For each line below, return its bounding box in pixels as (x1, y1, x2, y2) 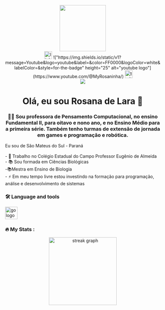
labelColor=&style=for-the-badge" (14, 65, 85, 70)
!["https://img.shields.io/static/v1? (53, 54, 122, 60)
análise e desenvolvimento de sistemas (5, 181, 85, 187)
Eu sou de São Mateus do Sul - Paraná (5, 143, 84, 149)
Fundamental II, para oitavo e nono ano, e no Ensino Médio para (5, 119, 160, 126)
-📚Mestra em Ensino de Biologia (5, 166, 72, 172)
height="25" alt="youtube (85, 65, 138, 70)
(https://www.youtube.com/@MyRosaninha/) (33, 73, 124, 79)
